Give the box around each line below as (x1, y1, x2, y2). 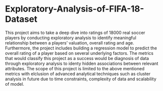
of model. (5, 81, 24, 87)
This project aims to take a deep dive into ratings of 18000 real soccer (5, 30, 145, 35)
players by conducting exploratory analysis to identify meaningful (5, 35, 136, 41)
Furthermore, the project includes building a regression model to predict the (5, 45, 157, 51)
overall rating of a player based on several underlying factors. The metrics (5, 50, 154, 56)
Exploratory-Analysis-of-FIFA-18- (5, 3, 145, 15)
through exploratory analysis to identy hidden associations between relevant (5, 61, 159, 66)
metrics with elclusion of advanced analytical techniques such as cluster (5, 71, 151, 76)
